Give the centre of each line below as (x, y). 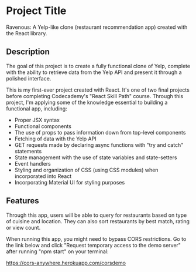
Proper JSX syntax (37, 120)
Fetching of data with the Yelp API (55, 139)
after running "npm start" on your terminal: (58, 251)
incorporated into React (43, 176)
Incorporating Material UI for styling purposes (70, 182)
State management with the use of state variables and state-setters (96, 157)
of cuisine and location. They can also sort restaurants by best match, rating (98, 221)
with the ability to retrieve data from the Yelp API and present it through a (94, 72)
